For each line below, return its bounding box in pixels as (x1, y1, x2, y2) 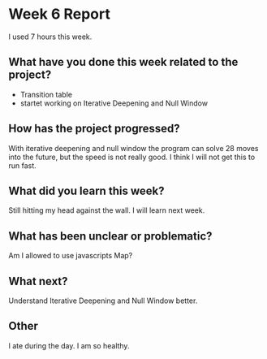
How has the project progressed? (8, 122, 180, 136)
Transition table (19, 89, 73, 99)
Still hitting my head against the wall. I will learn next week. (8, 205, 205, 215)
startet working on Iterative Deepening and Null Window (19, 98, 209, 108)
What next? (8, 274, 68, 288)
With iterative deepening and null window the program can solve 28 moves (8, 143, 259, 153)
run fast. (8, 160, 37, 171)
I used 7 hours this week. (8, 32, 93, 41)
